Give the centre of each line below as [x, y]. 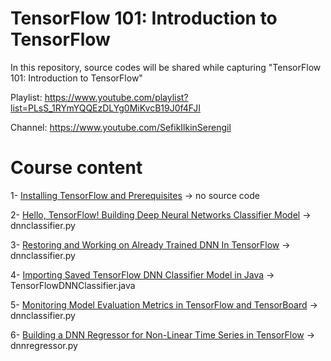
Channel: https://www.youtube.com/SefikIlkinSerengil [121, 127]
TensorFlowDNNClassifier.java [73, 285]
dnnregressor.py [44, 345]
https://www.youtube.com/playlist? [116, 97]
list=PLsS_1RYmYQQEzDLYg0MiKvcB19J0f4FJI [105, 108]
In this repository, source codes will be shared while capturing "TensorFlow [166, 67]
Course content [76, 168]
